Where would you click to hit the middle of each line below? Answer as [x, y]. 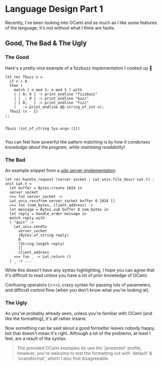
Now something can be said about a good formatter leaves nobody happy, [80, 328]
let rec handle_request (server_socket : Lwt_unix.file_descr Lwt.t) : [80, 179]
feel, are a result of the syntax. [36, 339]
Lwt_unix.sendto [31, 227]
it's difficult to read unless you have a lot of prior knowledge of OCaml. [77, 275]
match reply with [27, 218]
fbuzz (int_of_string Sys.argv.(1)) [42, 129]
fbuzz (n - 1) [24, 111]
